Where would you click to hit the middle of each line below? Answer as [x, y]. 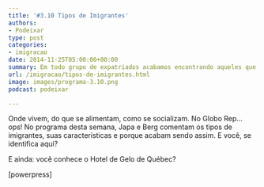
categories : [28, 45]
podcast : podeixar [38, 89]
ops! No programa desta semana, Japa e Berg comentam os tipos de [121, 127]
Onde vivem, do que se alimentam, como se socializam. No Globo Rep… [126, 119]
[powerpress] [30, 174]
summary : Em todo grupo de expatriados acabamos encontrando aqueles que [132, 67]
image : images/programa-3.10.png [63, 82]
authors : [23, 23]
